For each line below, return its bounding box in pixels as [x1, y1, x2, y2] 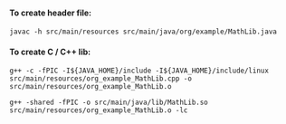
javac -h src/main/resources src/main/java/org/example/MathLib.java [9, 27, 278, 36]
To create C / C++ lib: [9, 46, 91, 57]
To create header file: [9, 7, 92, 18]
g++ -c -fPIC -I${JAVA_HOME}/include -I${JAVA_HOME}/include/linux [9, 66, 270, 76]
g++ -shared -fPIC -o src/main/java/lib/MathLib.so [9, 98, 208, 108]
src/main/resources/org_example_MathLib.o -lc [9, 106, 188, 115]
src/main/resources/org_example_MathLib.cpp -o [9, 74, 193, 83]
